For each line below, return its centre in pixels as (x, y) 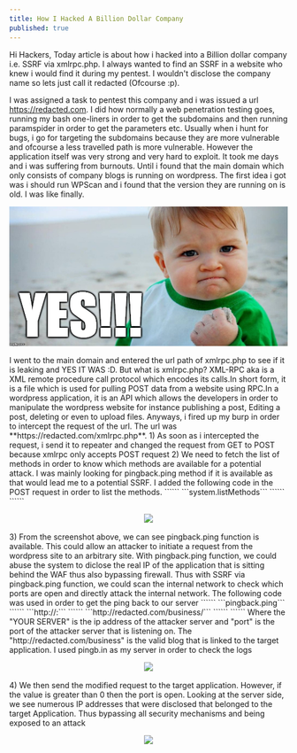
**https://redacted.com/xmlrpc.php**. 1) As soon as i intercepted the (134, 435)
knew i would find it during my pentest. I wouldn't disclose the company (140, 73)
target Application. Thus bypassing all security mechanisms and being (137, 713)
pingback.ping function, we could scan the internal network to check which (147, 584)
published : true (39, 28)
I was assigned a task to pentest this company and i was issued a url (134, 100)
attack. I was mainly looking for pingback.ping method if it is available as (141, 473)
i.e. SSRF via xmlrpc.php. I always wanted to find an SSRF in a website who (146, 64)
